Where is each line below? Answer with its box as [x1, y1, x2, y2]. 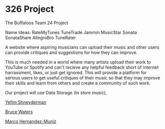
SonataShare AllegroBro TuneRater [5, 35, 76, 41]
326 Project [5, 3, 54, 15]
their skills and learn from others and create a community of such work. [5, 80, 151, 86]
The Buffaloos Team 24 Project [5, 20, 68, 26]
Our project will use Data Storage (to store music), [5, 89, 107, 95]
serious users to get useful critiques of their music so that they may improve [5, 75, 161, 81]
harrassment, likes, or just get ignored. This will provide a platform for [5, 69, 147, 75]
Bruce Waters [5, 109, 33, 115]
